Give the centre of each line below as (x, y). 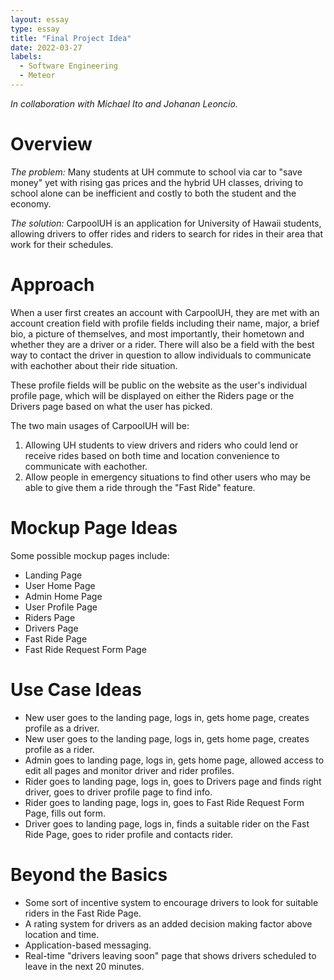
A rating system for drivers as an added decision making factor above (168, 923)
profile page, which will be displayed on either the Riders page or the (152, 395)
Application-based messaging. (88, 945)
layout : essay (40, 19)
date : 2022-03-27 (46, 47)
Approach (52, 285)
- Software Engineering (68, 66)
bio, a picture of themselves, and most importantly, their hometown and (157, 333)
